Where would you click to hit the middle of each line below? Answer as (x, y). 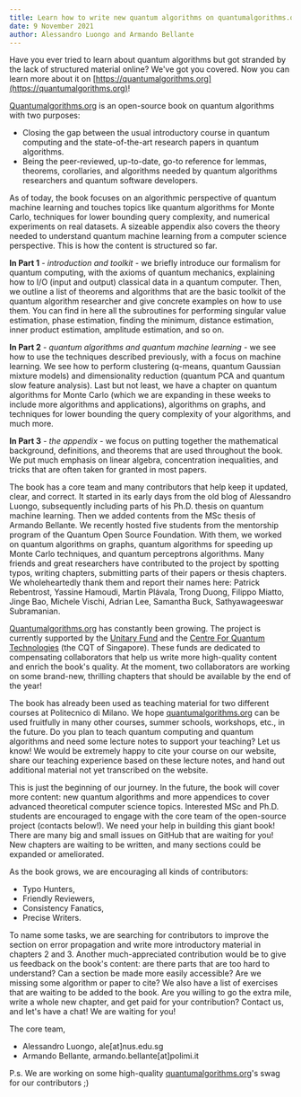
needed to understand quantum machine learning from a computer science (148, 236)
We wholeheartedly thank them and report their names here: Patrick (134, 583)
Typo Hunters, (48, 889)
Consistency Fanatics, (63, 908)
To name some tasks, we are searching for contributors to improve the (139, 935)
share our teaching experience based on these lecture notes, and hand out (147, 761)
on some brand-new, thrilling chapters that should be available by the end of (150, 677)
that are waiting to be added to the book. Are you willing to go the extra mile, (150, 993)
